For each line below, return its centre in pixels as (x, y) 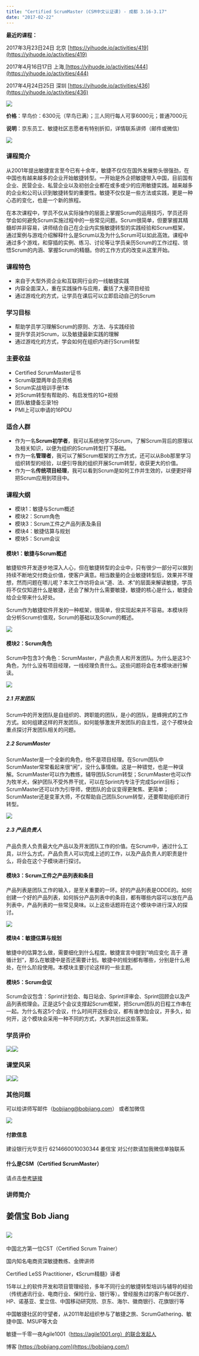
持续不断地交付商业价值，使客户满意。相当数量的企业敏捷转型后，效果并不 (97, 575)
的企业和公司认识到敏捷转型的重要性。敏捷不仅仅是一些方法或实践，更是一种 (99, 192)
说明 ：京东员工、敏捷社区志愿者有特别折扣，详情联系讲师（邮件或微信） (94, 128)
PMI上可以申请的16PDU (43, 410)
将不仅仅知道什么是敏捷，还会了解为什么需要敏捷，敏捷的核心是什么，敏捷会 (99, 590)
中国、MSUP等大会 (34, 1321)
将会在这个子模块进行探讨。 (50, 861)
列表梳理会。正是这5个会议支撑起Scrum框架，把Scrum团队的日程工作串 (99, 1004)
